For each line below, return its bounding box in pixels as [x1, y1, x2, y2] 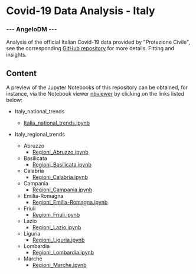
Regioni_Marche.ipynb [32, 262, 87, 269]
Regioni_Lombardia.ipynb [32, 249, 94, 256]
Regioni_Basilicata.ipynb [32, 161, 92, 168]
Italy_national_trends [14, 108, 65, 115]
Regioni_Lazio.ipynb [32, 224, 81, 231]
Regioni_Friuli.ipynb [32, 211, 80, 218]
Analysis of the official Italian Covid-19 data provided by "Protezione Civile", [6, 38, 191, 45]
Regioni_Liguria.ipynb [32, 236, 85, 243]
